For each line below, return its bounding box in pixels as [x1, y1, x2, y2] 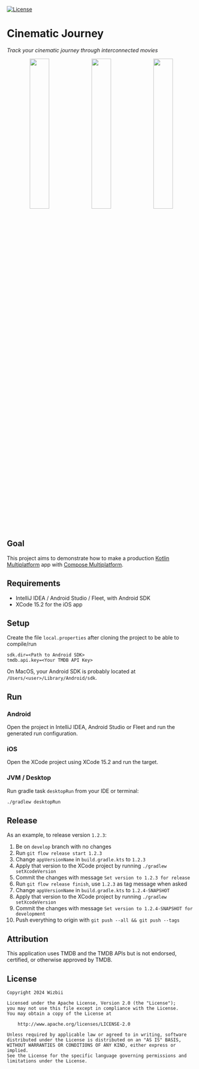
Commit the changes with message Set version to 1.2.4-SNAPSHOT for [15, 905, 193, 912]
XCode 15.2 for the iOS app [15, 600, 83, 608]
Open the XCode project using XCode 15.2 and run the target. [7, 759, 158, 766]
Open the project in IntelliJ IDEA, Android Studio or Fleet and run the [7, 724, 176, 731]
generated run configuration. [7, 730, 79, 737]
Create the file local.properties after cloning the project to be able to [7, 634, 179, 641]
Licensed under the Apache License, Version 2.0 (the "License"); [7, 1000, 176, 1006]
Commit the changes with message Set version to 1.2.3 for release [15, 874, 191, 881]
